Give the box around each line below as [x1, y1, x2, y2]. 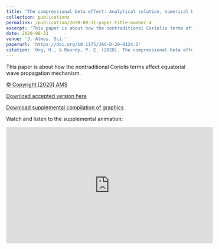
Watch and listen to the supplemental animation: [6, 115, 123, 122]
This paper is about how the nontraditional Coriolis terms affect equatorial [6, 63, 186, 70]
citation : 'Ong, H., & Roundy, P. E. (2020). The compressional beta [6, 47, 181, 53]
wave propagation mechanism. [6, 69, 81, 77]
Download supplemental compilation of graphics [6, 104, 124, 111]
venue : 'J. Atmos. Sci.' [6, 36, 67, 42]
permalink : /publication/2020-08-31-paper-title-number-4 [6, 19, 152, 25]
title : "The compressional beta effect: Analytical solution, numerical [6, 8, 189, 15]
